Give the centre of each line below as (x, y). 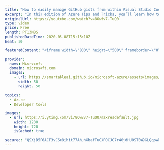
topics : (13, 95)
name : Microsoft (26, 64)
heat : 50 (14, 42)
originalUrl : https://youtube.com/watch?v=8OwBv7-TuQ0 (62, 19)
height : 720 (26, 127)
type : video (17, 23)
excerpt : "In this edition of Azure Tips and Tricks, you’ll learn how (79, 14)
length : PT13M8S (21, 32)
